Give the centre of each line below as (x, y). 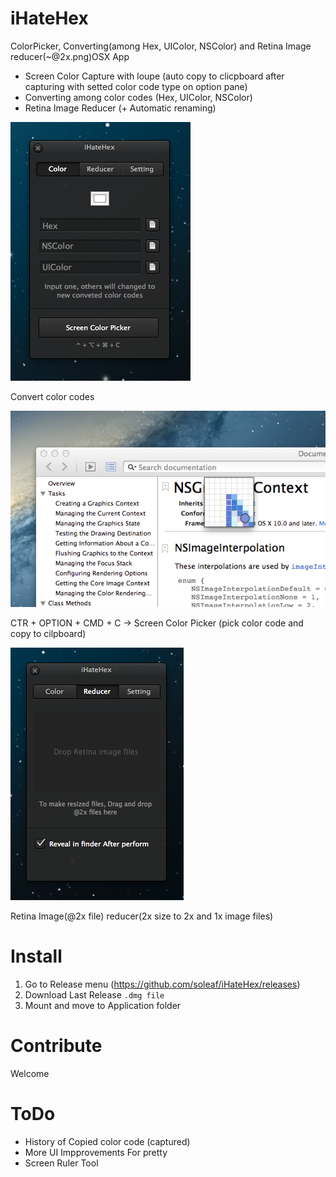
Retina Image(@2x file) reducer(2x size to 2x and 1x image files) (142, 916)
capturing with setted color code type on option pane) (136, 86)
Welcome (30, 1073)
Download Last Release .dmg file (94, 994)
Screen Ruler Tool (61, 1163)
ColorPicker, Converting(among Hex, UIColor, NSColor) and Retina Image (161, 46)
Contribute (56, 1046)
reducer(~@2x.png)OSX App (70, 56)
